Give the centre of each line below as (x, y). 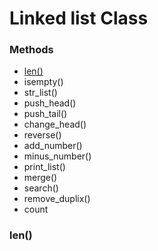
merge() (40, 178)
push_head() (50, 103)
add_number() (53, 146)
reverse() (42, 135)
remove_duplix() (57, 199)
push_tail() (45, 114)
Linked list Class (79, 18)
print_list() (44, 167)
